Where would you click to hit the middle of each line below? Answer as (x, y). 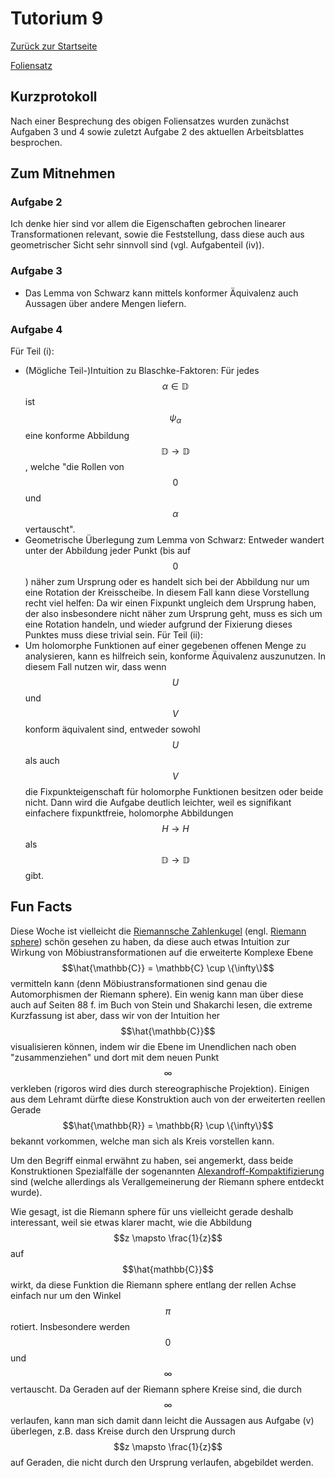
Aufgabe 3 (36, 271)
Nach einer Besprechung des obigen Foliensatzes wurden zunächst (150, 121)
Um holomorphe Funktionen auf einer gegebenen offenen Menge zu (165, 645)
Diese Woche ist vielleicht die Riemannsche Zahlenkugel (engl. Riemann (158, 931)
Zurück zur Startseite (54, 46)
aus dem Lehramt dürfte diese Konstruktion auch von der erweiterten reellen (168, 1099)
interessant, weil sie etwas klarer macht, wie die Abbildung (131, 1222)
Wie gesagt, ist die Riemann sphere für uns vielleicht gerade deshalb (152, 1211)
